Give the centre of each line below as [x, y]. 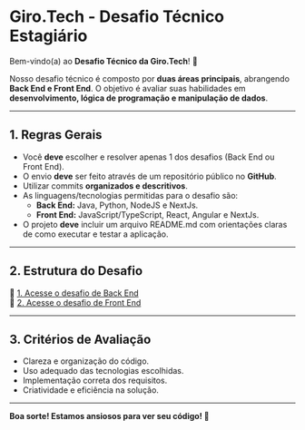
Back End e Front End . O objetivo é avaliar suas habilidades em [128, 88]
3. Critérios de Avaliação [80, 339]
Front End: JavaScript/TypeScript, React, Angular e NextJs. [148, 214]
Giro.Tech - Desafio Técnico [117, 17]
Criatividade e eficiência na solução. [90, 390]
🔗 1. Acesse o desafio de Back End [74, 293]
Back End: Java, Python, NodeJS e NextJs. [117, 205]
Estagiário [49, 36]
